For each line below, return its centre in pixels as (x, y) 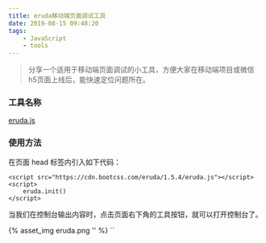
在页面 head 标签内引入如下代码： (64, 162)
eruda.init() (45, 191)
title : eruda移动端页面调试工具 (57, 16)
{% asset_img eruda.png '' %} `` (62, 230)
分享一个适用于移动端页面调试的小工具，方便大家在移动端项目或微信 (141, 70)
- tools (35, 46)
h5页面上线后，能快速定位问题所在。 (89, 80)
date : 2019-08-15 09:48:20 (54, 23)
